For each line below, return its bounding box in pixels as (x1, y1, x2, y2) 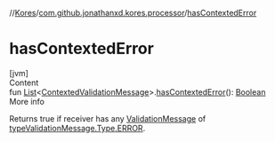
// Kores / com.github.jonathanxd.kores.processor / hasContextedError (9, 8, 257, 18)
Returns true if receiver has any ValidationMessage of (9, 113, 206, 123)
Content (9, 77, 39, 88)
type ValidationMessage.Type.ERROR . (9, 122, 146, 133)
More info (9, 96, 45, 106)
